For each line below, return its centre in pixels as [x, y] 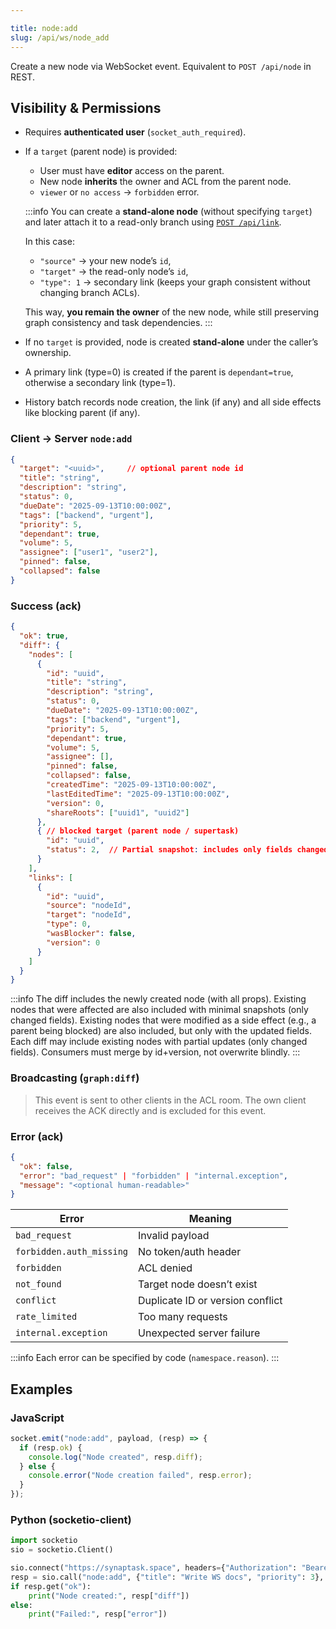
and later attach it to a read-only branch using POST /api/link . [153, 222]
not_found [38, 1284]
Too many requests [183, 1317]
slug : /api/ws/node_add [60, 37]
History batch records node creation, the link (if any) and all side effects [173, 402]
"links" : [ [51, 877]
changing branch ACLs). [89, 293]
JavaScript [37, 1418]
